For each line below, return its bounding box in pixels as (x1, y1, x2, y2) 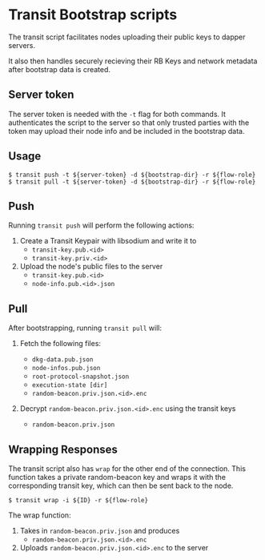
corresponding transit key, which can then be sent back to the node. (8, 481, 234, 490)
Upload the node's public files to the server (19, 262, 163, 272)
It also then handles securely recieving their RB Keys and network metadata (8, 56, 258, 66)
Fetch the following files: (19, 339, 102, 348)
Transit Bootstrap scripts (8, 6, 178, 24)
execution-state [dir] (31, 381, 108, 389)
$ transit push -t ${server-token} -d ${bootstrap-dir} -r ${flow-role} (8, 171, 256, 179)
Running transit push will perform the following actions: (8, 220, 195, 230)
